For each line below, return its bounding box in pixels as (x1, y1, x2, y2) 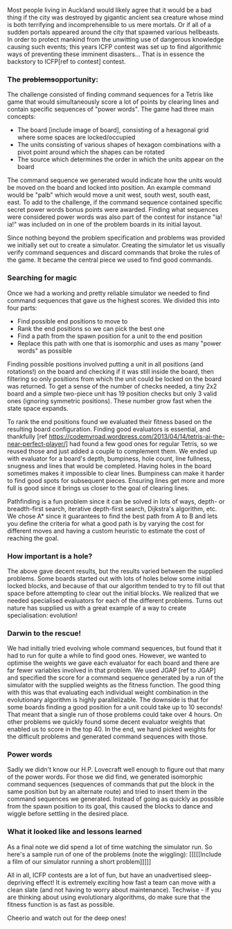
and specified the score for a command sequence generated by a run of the (7, 673, 224, 682)
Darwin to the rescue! (7, 628, 82, 638)
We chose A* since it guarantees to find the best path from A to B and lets (7, 512, 218, 520)
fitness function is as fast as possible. (7, 900, 115, 908)
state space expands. (7, 404, 69, 412)
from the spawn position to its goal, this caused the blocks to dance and (7, 802, 213, 811)
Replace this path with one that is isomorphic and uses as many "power (17, 339, 222, 347)
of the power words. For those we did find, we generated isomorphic (7, 772, 203, 781)
